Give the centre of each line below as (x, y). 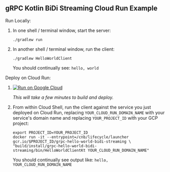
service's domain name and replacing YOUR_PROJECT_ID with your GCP (85, 118)
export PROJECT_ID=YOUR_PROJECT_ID (50, 132)
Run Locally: (18, 20)
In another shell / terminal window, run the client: (64, 49)
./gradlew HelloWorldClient (42, 58)
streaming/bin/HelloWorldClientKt (49, 150)
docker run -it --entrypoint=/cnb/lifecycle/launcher (71, 137)
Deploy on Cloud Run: (28, 78)
